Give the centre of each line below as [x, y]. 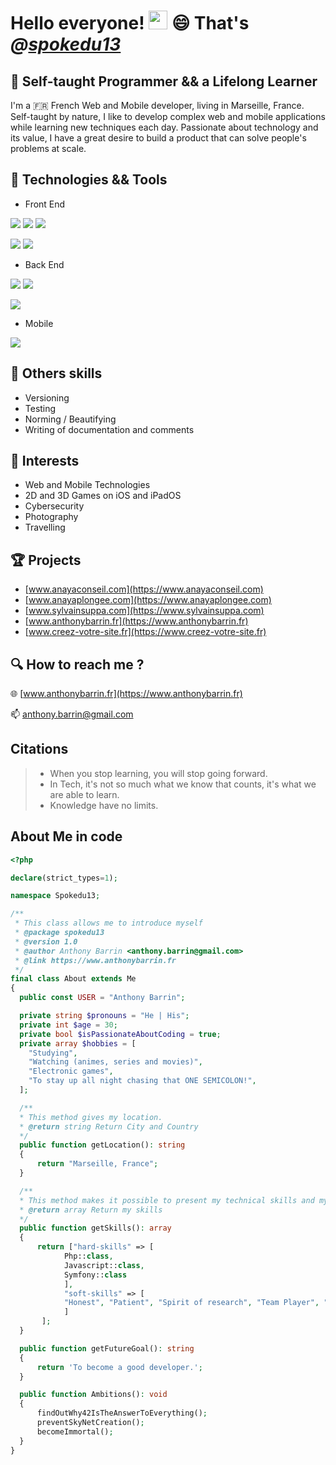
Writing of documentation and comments [109, 429]
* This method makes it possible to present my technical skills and [167, 1200]
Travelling [45, 527]
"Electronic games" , [71, 1071]
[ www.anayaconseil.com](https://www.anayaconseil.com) [144, 589]
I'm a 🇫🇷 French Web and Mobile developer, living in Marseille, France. [157, 105]
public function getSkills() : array [95, 1228]
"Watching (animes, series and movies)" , [115, 1062]
